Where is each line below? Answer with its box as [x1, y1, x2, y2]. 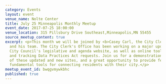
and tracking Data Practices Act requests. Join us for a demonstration [9, 53, 163, 58]
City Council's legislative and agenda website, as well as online [9, 48, 152, 53]
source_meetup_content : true [5, 35, 65, 40]
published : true [5, 72, 39, 77]
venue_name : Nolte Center [5, 16, 58, 21]
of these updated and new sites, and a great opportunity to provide [9, 58, 156, 63]
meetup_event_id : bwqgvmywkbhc [5, 67, 70, 72]
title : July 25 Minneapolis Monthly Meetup [5, 21, 96, 26]
